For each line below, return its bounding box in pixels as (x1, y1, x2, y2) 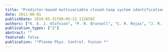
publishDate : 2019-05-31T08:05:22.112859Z (5, 16, 95, 21)
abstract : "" (5, 30, 32, 35)
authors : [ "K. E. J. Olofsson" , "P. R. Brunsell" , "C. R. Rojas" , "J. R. (5, 21, 162, 26)
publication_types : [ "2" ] (5, 26, 59, 31)
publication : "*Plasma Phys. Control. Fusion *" (5, 40, 108, 45)
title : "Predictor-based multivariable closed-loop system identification (5, 7, 164, 12)
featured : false (5, 35, 39, 40)
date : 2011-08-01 (5, 12, 41, 17)
